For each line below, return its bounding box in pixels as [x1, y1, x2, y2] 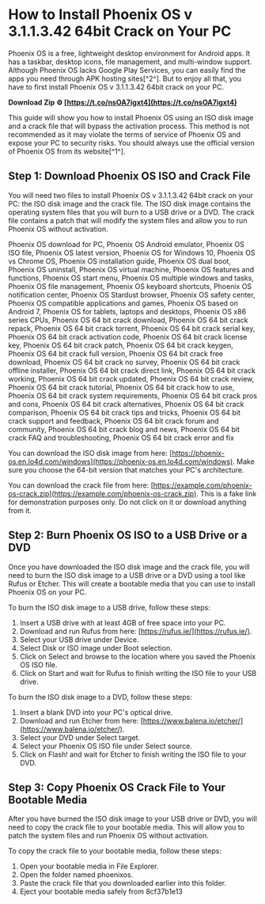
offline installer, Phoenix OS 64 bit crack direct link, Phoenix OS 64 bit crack [8, 366, 256, 375]
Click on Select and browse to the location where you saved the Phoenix [19, 651, 256, 661]
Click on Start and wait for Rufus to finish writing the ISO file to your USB [19, 668, 257, 678]
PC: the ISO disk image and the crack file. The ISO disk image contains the [8, 199, 252, 208]
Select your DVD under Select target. [19, 732, 141, 742]
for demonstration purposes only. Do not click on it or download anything [8, 497, 247, 507]
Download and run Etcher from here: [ [19, 716, 144, 725]
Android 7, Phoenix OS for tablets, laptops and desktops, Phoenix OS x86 [8, 306, 247, 316]
